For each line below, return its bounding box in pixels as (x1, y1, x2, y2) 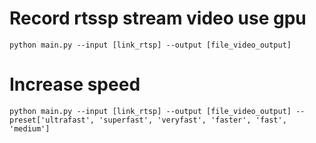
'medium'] (9, 123, 51, 134)
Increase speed (9, 73, 141, 96)
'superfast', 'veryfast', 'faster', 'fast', (98, 115, 287, 125)
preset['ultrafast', (9, 115, 96, 125)
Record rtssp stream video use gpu (9, 7, 307, 30)
